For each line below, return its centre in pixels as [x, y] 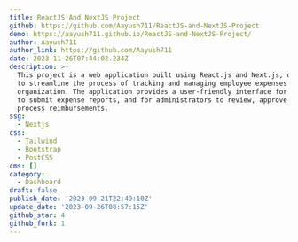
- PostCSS [35, 157]
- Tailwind [37, 141]
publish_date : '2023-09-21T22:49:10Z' [81, 199]
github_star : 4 [37, 215]
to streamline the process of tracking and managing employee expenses [153, 83]
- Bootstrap [39, 149]
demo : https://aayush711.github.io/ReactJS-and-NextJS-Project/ [130, 34]
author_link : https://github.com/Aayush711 [91, 51]
